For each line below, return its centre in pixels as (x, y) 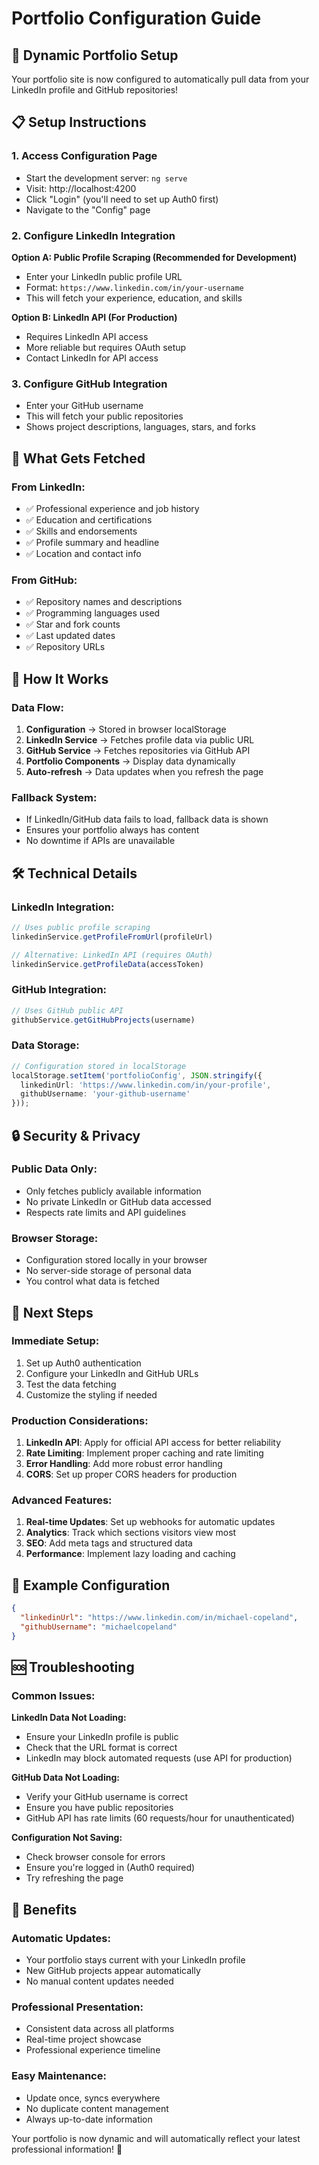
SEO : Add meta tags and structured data (109, 1543)
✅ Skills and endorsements (81, 531)
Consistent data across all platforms (100, 2029)
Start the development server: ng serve (106, 178)
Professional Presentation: (77, 2007)
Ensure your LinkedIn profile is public (102, 1737)
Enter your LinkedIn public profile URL (104, 276)
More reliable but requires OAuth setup (106, 347)
